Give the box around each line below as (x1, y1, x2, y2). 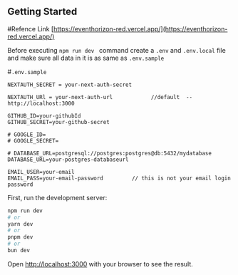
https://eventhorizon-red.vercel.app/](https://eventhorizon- (53, 24, 228, 33)
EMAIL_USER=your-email (7, 168, 75, 175)
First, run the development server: (7, 193, 108, 202)
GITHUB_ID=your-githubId (7, 112, 81, 120)
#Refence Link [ (7, 24, 54, 33)
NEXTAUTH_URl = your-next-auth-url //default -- (7, 93, 193, 100)
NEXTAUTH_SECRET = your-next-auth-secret (7, 81, 133, 88)
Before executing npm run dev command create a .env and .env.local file (7, 46, 226, 54)
